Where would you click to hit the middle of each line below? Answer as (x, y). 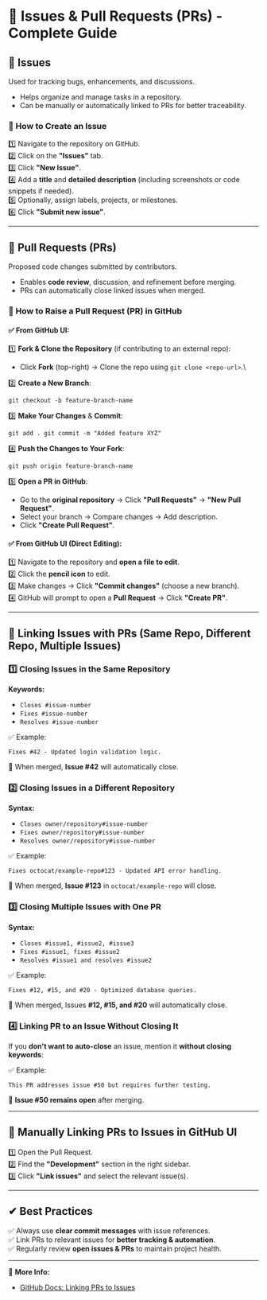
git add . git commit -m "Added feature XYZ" (85, 434)
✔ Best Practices (50, 1211)
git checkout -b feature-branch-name (71, 401)
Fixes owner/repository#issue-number (82, 833)
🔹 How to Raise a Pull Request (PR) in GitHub (95, 311)
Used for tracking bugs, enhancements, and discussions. (102, 82)
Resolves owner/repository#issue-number (87, 841)
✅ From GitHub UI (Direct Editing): (65, 543)
